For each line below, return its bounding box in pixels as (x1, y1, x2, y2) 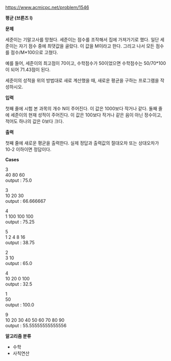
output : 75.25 (5, 219, 35, 225)
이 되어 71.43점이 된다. (5, 66, 51, 73)
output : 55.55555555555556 (5, 323, 67, 328)
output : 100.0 (5, 302, 35, 308)
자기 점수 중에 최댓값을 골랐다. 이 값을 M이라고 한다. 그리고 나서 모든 (18, 43, 155, 49)
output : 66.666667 (5, 198, 46, 204)
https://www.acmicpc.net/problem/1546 (5, 5, 89, 10)
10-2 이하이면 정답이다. (5, 147, 52, 152)
